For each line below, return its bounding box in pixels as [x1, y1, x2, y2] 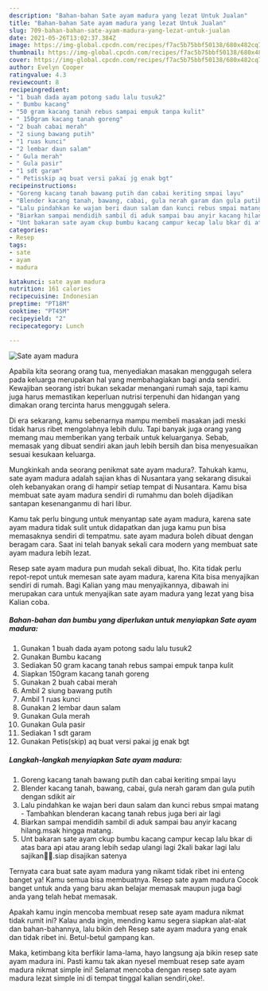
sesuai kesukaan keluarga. [9, 449, 96, 458]
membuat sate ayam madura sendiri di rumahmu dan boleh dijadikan [9, 490, 234, 500]
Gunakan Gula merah [20, 712, 91, 721]
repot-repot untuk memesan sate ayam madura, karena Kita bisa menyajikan [9, 572, 259, 581]
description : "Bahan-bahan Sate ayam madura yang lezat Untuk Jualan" [9, 11, 248, 20]
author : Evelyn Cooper [9, 64, 84, 72]
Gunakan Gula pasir [20, 720, 86, 729]
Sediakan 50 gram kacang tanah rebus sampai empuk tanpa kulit [20, 661, 234, 670]
